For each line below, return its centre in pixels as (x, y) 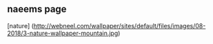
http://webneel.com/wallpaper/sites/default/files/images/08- (120, 25)
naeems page (37, 9)
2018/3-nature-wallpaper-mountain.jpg (63, 33)
